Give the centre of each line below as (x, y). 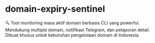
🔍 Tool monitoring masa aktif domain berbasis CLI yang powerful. (73, 22)
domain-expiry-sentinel (55, 9)
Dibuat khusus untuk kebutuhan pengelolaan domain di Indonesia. (73, 35)
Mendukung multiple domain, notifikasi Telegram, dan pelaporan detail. (77, 30)
